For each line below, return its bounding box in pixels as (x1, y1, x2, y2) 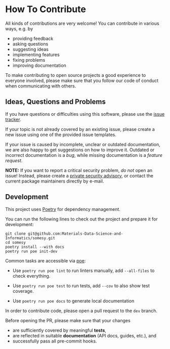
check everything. (12, 273, 51, 279)
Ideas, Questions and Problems (5, 98, 106, 106)
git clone (5, 231, 26, 236)
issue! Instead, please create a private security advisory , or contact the (5, 172, 153, 179)
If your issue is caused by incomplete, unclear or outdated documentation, (5, 141, 160, 147)
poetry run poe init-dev (5, 249, 58, 254)
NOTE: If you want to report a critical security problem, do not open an (5, 167, 153, 173)
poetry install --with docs (5, 244, 65, 249)
